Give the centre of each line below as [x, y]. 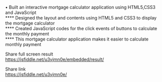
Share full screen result [29, 54]
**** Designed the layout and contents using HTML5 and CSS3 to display [81, 18]
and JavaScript [21, 12]
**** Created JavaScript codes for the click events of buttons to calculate [81, 28]
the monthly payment [27, 34]
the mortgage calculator [30, 23]
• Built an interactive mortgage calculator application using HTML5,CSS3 [80, 7]
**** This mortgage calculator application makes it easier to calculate [77, 39]
